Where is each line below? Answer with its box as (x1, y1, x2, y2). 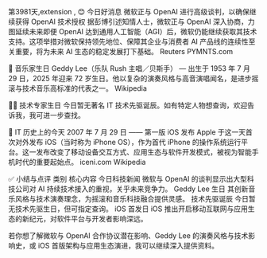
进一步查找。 (42, 111, 85, 119)
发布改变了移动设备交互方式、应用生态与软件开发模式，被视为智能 (35, 147, 252, 157)
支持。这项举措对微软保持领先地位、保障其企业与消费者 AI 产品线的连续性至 (8, 37, 256, 46)
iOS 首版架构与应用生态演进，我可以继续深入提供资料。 (37, 241, 219, 250)
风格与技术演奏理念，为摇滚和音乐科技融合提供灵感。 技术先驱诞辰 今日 (14, 194, 249, 203)
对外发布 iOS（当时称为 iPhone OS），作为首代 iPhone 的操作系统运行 (14, 138, 242, 147)
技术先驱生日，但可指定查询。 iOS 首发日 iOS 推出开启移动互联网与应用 (14, 204, 248, 213)
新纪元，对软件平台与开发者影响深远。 (21, 214, 148, 223)
